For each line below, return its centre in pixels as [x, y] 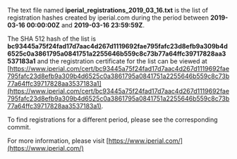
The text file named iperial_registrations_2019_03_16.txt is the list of [108, 10]
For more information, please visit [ [58, 141]
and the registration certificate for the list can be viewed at [122, 61]
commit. [19, 127]
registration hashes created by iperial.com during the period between [108, 18]
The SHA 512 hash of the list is [52, 39]
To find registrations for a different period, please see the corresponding [113, 120]
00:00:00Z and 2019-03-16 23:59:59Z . [85, 25]
